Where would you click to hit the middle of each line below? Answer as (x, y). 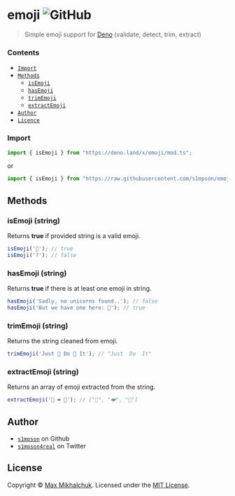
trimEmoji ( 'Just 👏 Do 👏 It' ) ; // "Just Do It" (79, 354)
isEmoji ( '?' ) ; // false (42, 255)
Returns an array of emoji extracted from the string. (81, 387)
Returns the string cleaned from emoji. (63, 341)
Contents (23, 53)
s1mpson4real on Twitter (51, 446)
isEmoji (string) (34, 221)
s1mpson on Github (43, 439)
